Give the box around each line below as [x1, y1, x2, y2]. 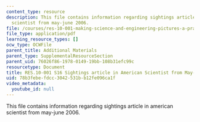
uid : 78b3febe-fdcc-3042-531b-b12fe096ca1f [6, 75, 116, 81]
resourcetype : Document [6, 64, 65, 70]
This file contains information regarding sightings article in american [6, 102, 174, 110]
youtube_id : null [11, 86, 55, 92]
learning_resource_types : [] [6, 36, 79, 42]
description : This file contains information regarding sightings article [6, 14, 196, 20]
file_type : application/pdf [6, 31, 76, 37]
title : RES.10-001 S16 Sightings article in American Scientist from [6, 70, 183, 76]
